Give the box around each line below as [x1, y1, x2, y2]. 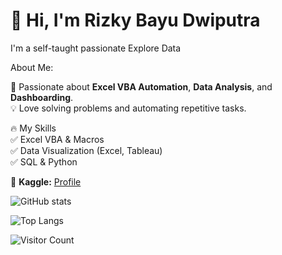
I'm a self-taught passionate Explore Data [10, 42, 182, 54]
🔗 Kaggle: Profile [10, 175, 82, 188]
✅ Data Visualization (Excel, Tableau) [10, 144, 163, 156]
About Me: [10, 61, 54, 73]
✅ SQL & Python [10, 155, 78, 168]
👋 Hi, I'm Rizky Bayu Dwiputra [10, 9, 261, 32]
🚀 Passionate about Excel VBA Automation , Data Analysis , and [10, 80, 273, 93]
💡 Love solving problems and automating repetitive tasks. [10, 102, 247, 114]
